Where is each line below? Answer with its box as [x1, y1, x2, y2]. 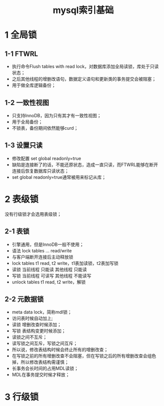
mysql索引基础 [52, 5, 114, 16]
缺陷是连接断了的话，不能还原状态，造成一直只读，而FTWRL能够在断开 [11, 161, 158, 168]
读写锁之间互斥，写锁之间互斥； [11, 340, 78, 346]
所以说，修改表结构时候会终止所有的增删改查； [11, 346, 108, 353]
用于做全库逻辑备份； [11, 82, 56, 88]
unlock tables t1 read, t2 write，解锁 [11, 279, 86, 285]
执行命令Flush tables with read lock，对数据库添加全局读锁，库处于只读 [11, 64, 159, 70]
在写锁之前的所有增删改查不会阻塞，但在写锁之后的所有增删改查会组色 [11, 353, 157, 359]
